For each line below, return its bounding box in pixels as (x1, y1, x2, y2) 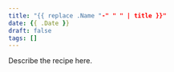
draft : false (8, 26, 52, 34)
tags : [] (8, 34, 38, 42)
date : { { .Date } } (8, 19, 70, 27)
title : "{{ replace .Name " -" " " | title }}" (8, 11, 167, 20)
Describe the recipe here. (8, 56, 93, 66)
